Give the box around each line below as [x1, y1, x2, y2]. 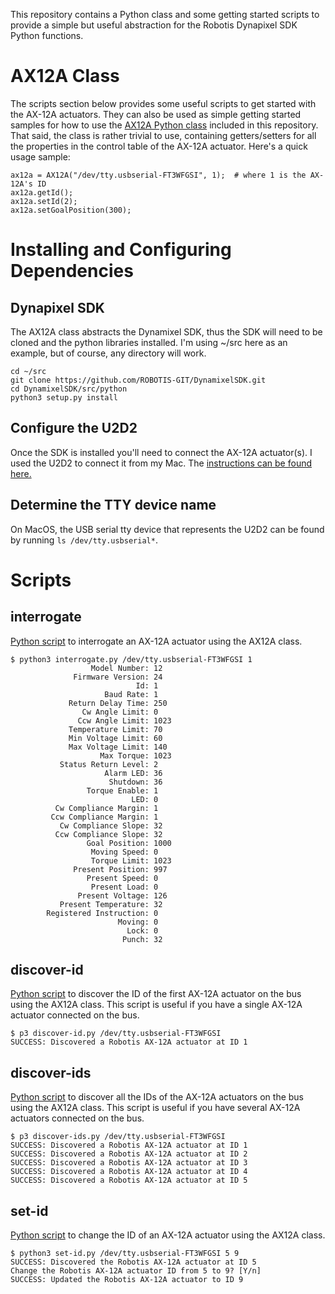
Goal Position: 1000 [86, 838, 172, 848]
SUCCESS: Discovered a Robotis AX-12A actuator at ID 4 [10, 1167, 248, 1177]
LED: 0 [131, 794, 159, 804]
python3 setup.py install [10, 392, 118, 403]
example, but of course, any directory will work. [10, 347, 207, 359]
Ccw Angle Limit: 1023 [77, 715, 172, 726]
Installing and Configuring [10, 239, 232, 261]
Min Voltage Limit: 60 [68, 733, 163, 743]
